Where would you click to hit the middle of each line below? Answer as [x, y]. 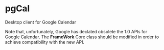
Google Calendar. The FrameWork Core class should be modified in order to [82, 37]
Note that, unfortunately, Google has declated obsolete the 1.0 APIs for [76, 31]
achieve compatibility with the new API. [45, 42]
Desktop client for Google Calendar [41, 22]
